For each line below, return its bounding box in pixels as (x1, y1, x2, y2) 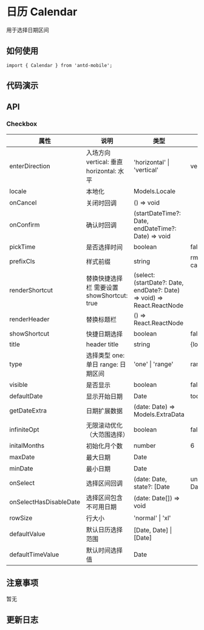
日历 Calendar (6, 5, 78, 19)
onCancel (9, 198, 37, 207)
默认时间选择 (86, 546, 123, 554)
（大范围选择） (86, 430, 129, 439)
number (133, 441, 156, 450)
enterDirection (9, 161, 50, 170)
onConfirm (9, 220, 40, 228)
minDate (9, 464, 33, 472)
